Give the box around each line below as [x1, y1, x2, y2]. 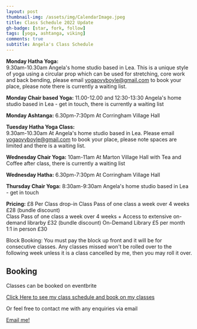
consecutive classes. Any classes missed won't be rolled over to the [6, 243, 172, 250]
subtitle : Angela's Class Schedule [6, 42, 94, 48]
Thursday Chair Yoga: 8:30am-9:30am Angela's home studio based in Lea [6, 182, 189, 189]
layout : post [6, 8, 38, 15]
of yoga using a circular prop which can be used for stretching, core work [6, 70, 185, 77]
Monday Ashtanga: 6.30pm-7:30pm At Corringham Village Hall [6, 111, 160, 119]
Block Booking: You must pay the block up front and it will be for [6, 236, 162, 244]
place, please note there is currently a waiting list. [6, 83, 127, 90]
